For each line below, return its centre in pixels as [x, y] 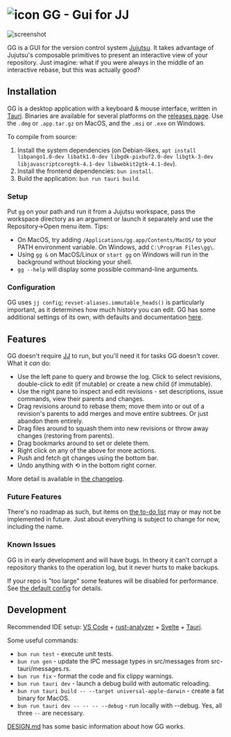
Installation [32, 91]
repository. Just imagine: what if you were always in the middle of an [105, 62]
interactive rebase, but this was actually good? [74, 70]
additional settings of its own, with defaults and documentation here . [105, 317]
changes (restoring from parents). [66, 436]
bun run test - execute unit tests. [65, 654]
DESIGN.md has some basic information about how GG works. [96, 726]
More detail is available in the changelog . [66, 479]
